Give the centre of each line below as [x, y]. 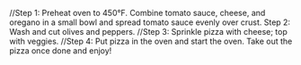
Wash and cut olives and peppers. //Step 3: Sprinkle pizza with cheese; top [148, 32]
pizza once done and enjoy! [61, 51]
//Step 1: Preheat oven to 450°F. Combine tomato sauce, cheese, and [137, 13]
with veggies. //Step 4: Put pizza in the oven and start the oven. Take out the [151, 41]
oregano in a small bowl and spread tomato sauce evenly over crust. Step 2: [150, 22]
